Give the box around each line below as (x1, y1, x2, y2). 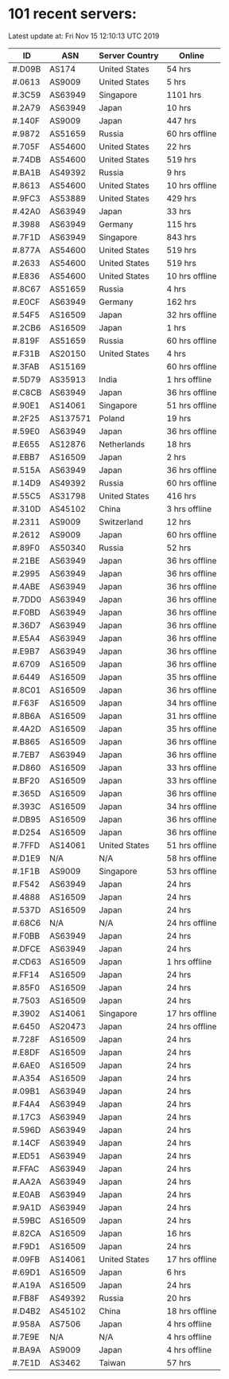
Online (178, 49, 204, 61)
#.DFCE (12, 943, 41, 954)
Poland (99, 412, 126, 424)
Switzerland (99, 516, 143, 527)
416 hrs (166, 490, 196, 502)
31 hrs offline (166, 710, 217, 721)
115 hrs (166, 218, 196, 229)
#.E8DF (12, 1046, 41, 1057)
